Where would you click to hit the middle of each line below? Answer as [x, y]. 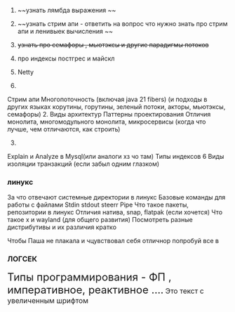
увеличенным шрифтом [48, 300]
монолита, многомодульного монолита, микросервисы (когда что [107, 122]
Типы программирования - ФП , [89, 277]
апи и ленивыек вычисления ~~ [65, 31]
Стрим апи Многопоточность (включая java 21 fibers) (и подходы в [107, 99]
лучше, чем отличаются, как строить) [64, 129]
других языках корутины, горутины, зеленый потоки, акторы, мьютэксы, [116, 107]
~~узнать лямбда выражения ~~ [67, 10]
